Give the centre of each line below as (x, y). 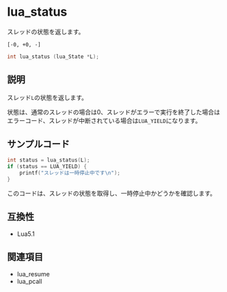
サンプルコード (38, 144)
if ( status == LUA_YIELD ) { (47, 167)
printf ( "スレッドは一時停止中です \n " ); (70, 173)
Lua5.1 (26, 234)
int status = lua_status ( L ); (49, 160)
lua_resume (33, 274)
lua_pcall (29, 281)
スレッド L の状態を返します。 (47, 97)
